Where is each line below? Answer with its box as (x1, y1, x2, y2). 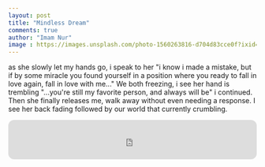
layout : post (8, 11, 51, 20)
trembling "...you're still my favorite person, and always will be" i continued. (8, 87, 253, 97)
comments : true (8, 26, 58, 34)
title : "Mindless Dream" (8, 19, 90, 27)
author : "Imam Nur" (8, 33, 73, 42)
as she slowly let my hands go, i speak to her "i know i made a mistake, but (8, 62, 252, 72)
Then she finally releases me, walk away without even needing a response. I (8, 96, 256, 106)
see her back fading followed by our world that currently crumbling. (8, 104, 228, 114)
